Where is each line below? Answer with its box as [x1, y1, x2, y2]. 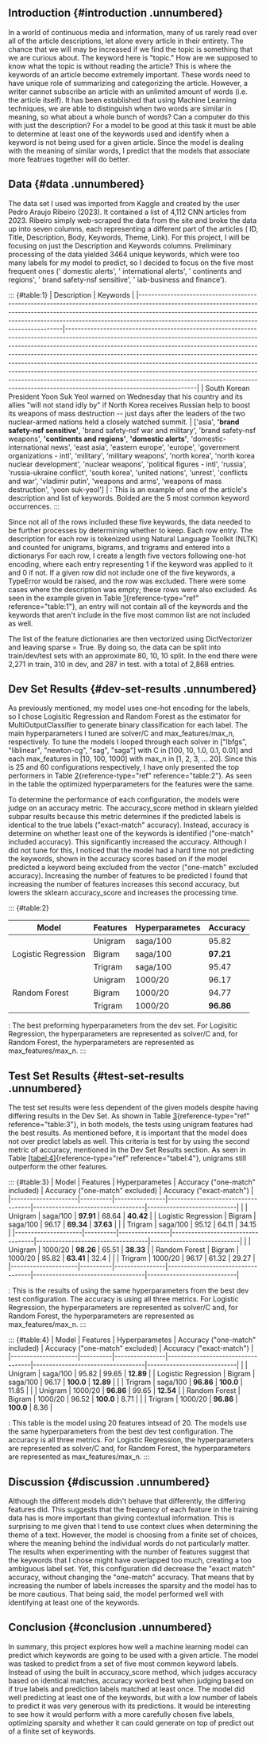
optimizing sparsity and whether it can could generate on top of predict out [8, 1718, 254, 1727]
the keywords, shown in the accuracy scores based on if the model [8, 854, 228, 864]
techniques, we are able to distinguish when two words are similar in [8, 103, 232, 113]
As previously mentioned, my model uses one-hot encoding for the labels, [8, 704, 251, 713]
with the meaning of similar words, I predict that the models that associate [8, 146, 250, 155]
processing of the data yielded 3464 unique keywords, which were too [8, 249, 240, 259]
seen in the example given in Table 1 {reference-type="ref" [8, 593, 199, 603]
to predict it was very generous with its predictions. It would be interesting [8, 1701, 252, 1711]
